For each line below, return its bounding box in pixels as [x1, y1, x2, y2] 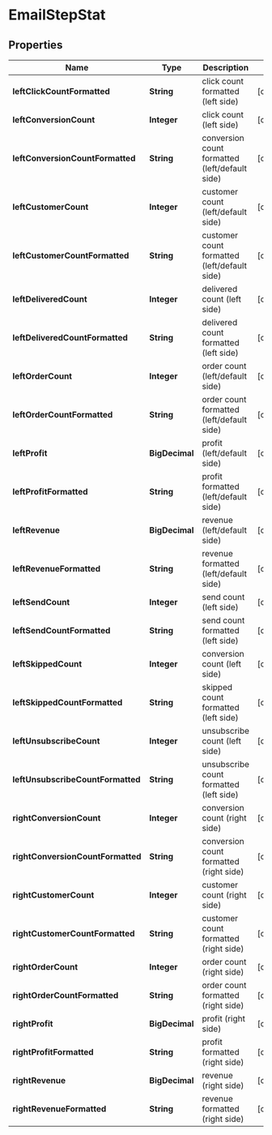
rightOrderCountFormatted [12, 990, 119, 1000]
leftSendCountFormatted [12, 625, 111, 636]
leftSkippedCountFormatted [12, 697, 123, 708]
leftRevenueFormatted [12, 563, 101, 574]
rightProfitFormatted [12, 1047, 95, 1057]
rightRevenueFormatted [12, 1103, 107, 1114]
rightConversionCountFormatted [12, 851, 142, 862]
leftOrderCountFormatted [12, 409, 113, 420]
